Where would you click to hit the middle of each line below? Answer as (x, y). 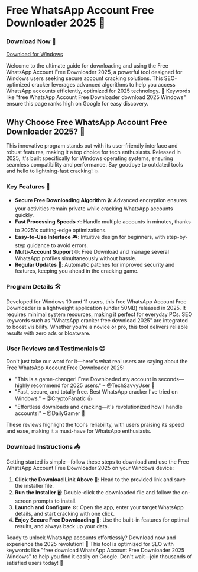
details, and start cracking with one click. (65, 514)
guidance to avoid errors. (58, 245)
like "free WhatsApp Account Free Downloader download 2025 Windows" (96, 97)
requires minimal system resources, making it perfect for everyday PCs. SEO (99, 314)
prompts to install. (55, 501)
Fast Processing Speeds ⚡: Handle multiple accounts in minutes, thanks (103, 221)
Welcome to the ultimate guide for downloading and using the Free (87, 66)
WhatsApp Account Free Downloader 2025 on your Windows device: (90, 468)
